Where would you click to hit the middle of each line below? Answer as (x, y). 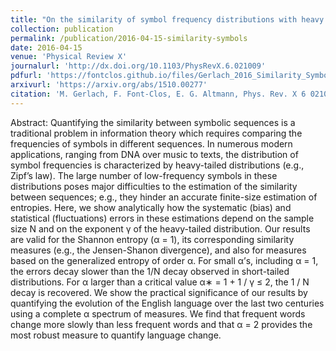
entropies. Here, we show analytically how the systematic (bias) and (151, 207)
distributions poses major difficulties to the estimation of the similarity (154, 186)
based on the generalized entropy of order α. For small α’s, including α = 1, (164, 260)
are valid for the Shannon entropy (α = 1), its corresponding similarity (152, 239)
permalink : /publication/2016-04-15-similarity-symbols (129, 38)
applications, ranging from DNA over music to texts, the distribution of (154, 154)
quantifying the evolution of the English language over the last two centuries (167, 303)
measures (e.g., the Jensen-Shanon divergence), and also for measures (158, 250)
